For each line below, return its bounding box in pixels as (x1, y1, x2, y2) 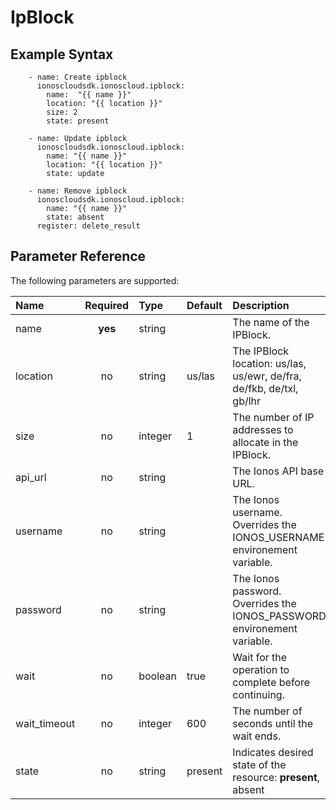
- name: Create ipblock (28, 72, 128, 82)
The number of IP (232, 410, 315, 424)
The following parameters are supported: (10, 274, 180, 286)
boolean (138, 669, 177, 683)
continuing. (232, 687, 285, 701)
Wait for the (232, 650, 288, 664)
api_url (15, 470, 47, 484)
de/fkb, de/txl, (232, 381, 299, 395)
